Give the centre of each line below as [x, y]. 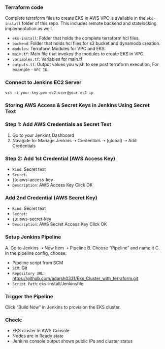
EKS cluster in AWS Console [41, 331]
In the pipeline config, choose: [36, 253]
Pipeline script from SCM [37, 263]
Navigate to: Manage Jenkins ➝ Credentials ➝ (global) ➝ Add [74, 140]
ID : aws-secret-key [32, 219]
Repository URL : [29, 273]
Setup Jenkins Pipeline [33, 237]
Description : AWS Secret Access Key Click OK [60, 224]
